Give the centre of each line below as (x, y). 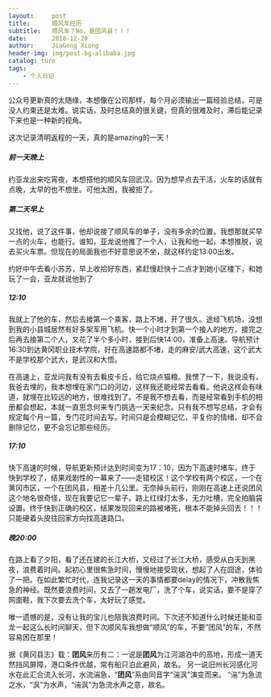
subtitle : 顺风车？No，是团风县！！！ (70, 31)
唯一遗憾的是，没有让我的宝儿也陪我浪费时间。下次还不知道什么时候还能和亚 (135, 617)
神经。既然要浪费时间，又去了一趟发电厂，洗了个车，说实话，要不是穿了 (142, 590)
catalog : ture (32, 61)
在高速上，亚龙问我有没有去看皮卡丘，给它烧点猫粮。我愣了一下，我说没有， (135, 376)
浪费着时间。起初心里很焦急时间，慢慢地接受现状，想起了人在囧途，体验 (142, 569)
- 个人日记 (39, 76)
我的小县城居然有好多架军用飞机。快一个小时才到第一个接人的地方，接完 (135, 329)
